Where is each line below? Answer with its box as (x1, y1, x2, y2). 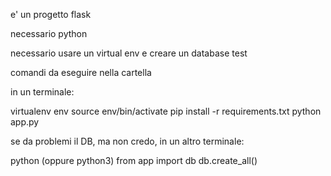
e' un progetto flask (10, 9, 92, 20)
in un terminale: (10, 86, 75, 98)
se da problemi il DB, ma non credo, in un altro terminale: (10, 135, 245, 147)
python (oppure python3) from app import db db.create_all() (10, 155, 258, 166)
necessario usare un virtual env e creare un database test (10, 47, 248, 59)
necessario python (10, 28, 88, 39)
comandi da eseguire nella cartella (10, 67, 152, 78)
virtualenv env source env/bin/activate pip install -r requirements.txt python (10, 105, 322, 117)
